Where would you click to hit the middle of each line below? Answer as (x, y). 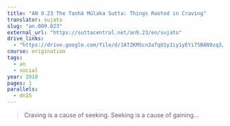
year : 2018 (23, 77)
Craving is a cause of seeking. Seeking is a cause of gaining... (111, 115)
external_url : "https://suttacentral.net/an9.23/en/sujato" (95, 32)
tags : (15, 58)
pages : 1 (20, 83)
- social (26, 70)
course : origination (37, 52)
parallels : (23, 89)
